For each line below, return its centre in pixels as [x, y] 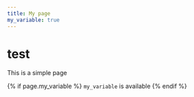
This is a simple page [37, 73]
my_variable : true [33, 20]
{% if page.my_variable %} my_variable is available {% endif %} [97, 86]
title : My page [29, 13]
